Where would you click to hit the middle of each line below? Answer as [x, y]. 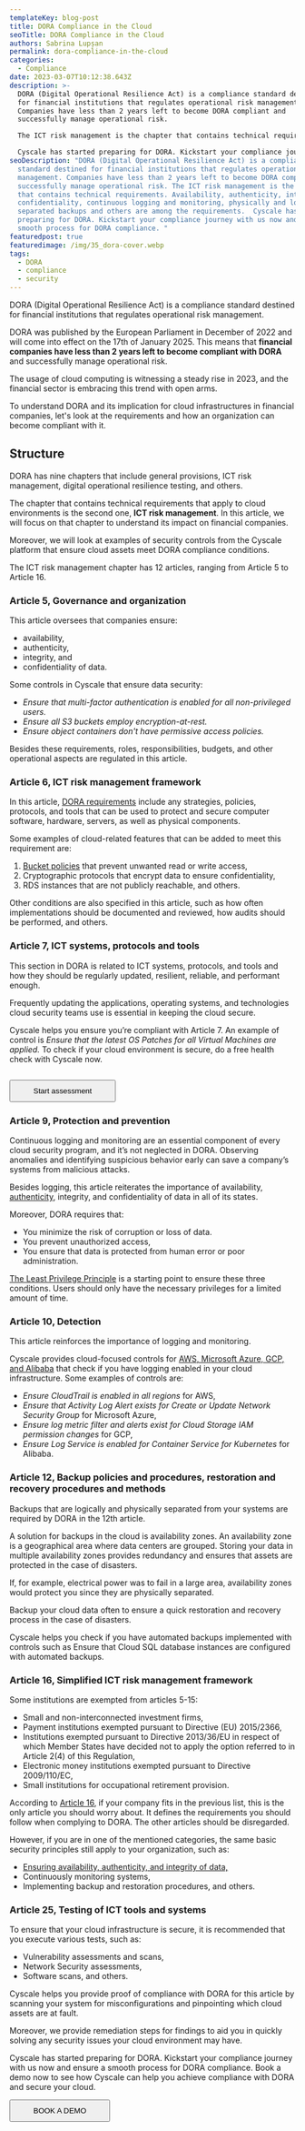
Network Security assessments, [82, 1966]
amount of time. [39, 1298]
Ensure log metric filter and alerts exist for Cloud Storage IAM [138, 1425]
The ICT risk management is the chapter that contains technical [144, 136]
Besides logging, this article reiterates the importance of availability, [136, 1187]
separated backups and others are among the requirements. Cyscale [150, 211]
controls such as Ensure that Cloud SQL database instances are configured [150, 1646]
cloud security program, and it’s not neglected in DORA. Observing [134, 1150]
